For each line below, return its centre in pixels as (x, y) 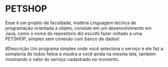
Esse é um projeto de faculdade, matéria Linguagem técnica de (71, 23)
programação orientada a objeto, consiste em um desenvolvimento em (78, 28)
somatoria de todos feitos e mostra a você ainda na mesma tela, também (80, 54)
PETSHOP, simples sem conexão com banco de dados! (62, 39)
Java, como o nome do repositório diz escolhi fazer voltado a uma (74, 33)
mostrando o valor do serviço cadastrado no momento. (62, 59)
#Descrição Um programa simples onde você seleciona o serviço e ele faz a (84, 48)
